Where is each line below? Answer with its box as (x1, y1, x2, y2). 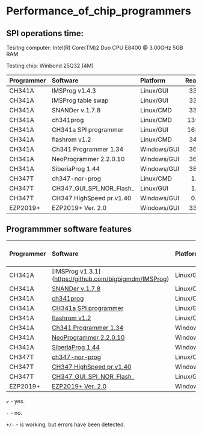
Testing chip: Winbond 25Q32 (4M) (6, 62, 94, 69)
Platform (140, 76, 166, 85)
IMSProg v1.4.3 (52, 87, 96, 94)
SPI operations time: (6, 28, 84, 38)
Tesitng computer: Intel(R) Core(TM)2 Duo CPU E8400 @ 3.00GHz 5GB (6, 44, 183, 51)
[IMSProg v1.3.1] (52, 267, 101, 275)
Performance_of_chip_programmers (6, 4, 191, 18)
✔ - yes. (6, 397, 25, 405)
